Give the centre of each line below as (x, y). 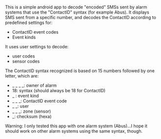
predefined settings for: (29, 22)
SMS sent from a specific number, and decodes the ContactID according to (80, 17)
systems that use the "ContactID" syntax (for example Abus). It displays (77, 12)
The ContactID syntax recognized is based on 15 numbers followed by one (80, 71)
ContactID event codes (35, 32)
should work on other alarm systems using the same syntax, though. (74, 131)
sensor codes (26, 61)
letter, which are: (22, 76)
